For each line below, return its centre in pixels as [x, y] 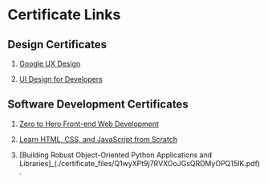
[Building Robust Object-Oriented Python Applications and [116, 155]
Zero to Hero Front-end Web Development [89, 124]
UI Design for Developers [61, 79]
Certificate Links [64, 15]
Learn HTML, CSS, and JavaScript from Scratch [98, 139]
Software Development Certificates [98, 105]
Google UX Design [50, 63]
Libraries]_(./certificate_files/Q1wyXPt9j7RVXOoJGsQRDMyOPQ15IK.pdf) [140, 163]
